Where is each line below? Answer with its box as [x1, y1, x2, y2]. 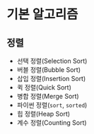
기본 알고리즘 [6, 6, 78, 23]
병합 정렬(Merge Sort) [16, 92, 79, 100]
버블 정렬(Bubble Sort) [16, 66, 81, 74]
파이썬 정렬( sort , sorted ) [16, 101, 88, 109]
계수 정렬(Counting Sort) [16, 118, 87, 127]
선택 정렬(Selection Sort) [16, 57, 88, 65]
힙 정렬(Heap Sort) [16, 110, 71, 118]
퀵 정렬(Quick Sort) [16, 83, 72, 92]
